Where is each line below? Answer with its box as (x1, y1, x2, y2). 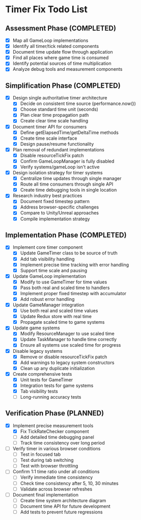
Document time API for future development (20, 503, 110, 509)
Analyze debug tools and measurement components (12, 66, 123, 72)
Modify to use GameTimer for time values (20, 279, 107, 285)
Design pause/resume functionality (20, 141, 94, 147)
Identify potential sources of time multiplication (12, 60, 112, 67)
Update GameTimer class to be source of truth (20, 250, 118, 256)
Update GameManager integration (12, 302, 84, 308)
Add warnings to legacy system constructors (20, 359, 115, 366)
